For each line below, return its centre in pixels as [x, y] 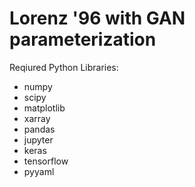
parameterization [83, 39]
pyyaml [39, 171]
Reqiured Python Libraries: [64, 67]
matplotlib [44, 108]
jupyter [38, 139]
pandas [39, 129]
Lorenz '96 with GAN [97, 18]
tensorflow [46, 161]
